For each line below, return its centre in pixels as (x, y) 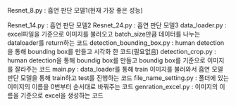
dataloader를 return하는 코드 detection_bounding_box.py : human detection (116, 43)
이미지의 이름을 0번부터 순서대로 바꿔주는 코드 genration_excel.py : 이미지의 (113, 87)
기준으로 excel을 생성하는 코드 (62, 95)
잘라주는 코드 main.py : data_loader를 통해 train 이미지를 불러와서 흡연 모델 (119, 69)
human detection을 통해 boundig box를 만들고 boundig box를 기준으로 (106, 60)
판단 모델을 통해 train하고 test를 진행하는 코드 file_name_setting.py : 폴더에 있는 (118, 78)
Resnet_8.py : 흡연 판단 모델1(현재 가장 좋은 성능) (75, 10)
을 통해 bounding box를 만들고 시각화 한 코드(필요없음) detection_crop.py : (112, 52)
